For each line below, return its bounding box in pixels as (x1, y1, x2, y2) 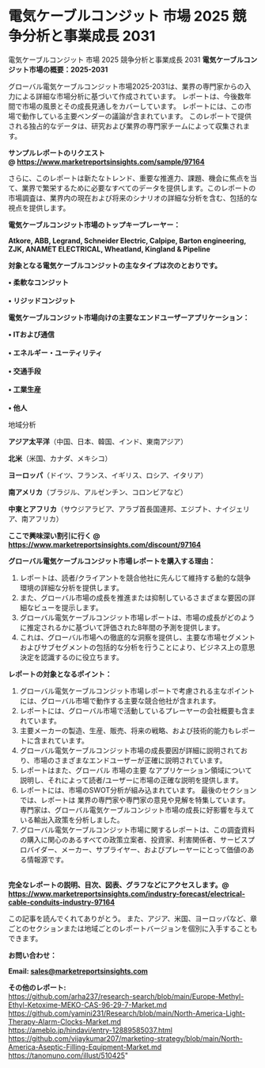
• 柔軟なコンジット (8, 277, 69, 286)
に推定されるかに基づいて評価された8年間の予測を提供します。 (19, 622, 225, 632)
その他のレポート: (8, 982, 66, 992)
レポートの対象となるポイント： (8, 669, 112, 678)
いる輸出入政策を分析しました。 (19, 815, 124, 824)
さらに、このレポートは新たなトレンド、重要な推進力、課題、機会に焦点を (8, 173, 251, 182)
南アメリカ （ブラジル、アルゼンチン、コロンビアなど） (8, 487, 188, 497)
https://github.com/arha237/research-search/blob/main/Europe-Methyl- (8, 991, 244, 1001)
